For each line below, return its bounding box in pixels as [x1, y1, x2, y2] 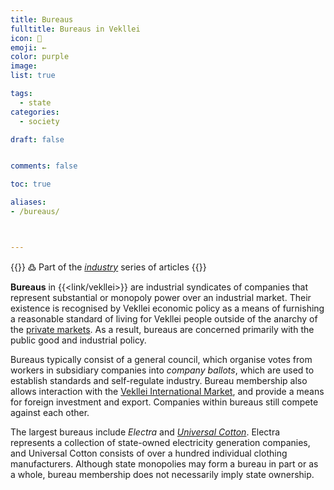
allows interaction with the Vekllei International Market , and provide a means [10, 385, 325, 397]
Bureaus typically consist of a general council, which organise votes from [10, 353, 313, 365]
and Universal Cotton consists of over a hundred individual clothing [10, 447, 288, 459]
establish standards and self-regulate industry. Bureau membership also [10, 374, 308, 386]
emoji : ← [10, 42, 47, 53]
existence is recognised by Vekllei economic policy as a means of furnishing [10, 302, 325, 314]
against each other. [10, 406, 90, 418]
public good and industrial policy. [10, 334, 147, 346]
